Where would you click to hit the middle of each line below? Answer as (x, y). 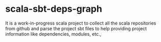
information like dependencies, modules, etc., (53, 34)
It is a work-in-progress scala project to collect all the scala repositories (81, 23)
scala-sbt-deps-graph (54, 9)
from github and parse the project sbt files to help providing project (76, 28)
